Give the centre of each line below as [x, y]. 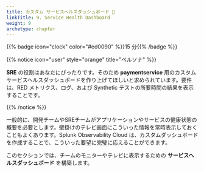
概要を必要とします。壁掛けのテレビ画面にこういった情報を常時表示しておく [102, 127]
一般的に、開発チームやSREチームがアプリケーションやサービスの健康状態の [102, 120]
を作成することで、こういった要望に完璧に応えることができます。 [89, 142]
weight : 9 [19, 23]
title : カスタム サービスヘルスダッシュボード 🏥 [61, 12]
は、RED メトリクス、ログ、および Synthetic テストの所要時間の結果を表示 [100, 88]
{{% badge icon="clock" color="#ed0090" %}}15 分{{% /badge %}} [92, 47]
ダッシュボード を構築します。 [55, 163]
